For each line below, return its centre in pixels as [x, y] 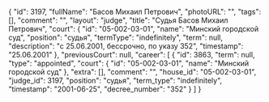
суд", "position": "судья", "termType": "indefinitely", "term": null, [116, 37]
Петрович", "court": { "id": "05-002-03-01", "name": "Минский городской [134, 29]
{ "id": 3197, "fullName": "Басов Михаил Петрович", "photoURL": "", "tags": [135, 12]
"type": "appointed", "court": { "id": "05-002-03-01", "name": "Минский [129, 63]
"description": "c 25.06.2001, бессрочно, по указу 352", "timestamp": [126, 46]
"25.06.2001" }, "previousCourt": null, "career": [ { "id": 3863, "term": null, [132, 55]
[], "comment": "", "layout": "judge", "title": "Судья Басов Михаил [118, 20]
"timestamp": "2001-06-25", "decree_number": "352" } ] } [105, 89]
